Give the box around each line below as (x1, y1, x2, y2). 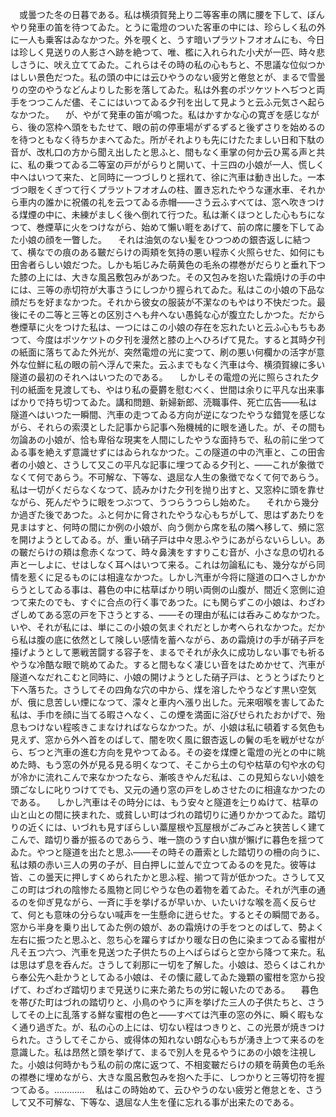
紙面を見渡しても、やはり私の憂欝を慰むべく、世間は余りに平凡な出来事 (27, 384, 325, 395)
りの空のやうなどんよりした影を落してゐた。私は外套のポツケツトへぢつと (10, 84, 317, 95)
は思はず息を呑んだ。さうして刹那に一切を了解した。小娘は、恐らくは (10, 959, 300, 970)
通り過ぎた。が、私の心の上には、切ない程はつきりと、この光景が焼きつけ (18, 1021, 326, 1033)
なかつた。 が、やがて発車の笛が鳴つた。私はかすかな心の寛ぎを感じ (10, 109, 302, 120)
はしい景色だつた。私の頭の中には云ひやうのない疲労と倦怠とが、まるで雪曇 (10, 71, 326, 83)
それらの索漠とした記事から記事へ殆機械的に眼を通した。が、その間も (36, 421, 326, 433)
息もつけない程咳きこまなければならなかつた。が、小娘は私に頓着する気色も (10, 721, 326, 733)
